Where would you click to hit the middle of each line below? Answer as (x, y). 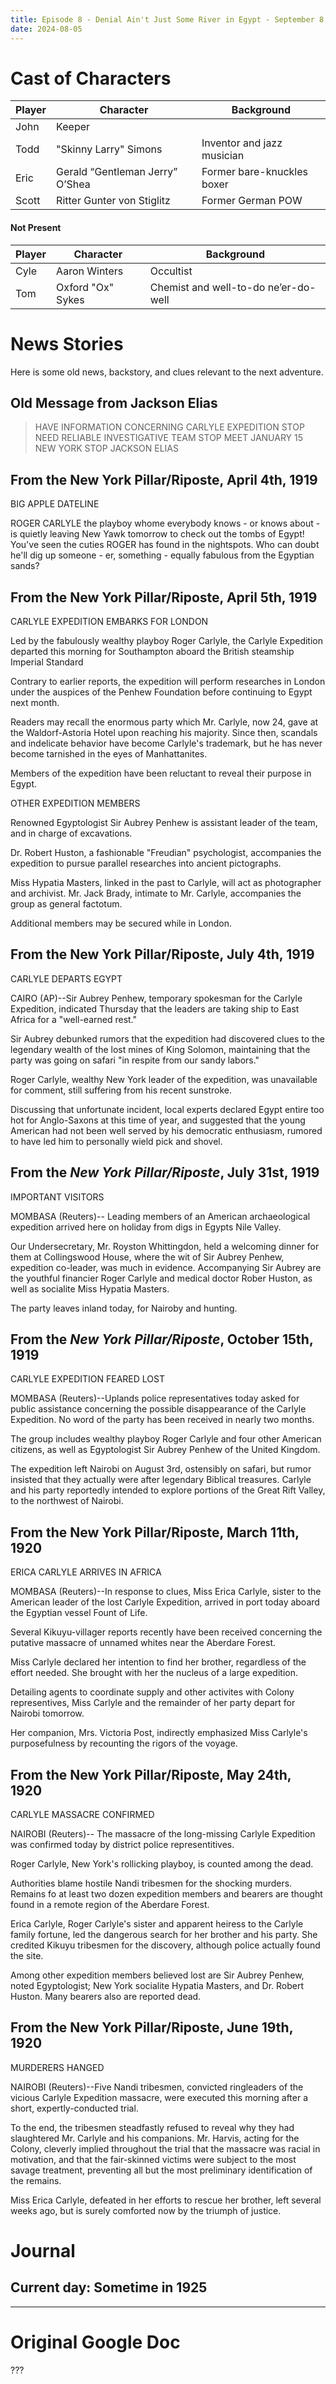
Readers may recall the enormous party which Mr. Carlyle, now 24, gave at (164, 722)
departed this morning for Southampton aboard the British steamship (152, 652)
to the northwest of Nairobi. (67, 1501)
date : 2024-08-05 (46, 29)
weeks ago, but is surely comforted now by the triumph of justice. (146, 2210)
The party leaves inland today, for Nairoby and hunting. (124, 1308)
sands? (25, 566)
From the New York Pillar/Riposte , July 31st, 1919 (165, 1172)
